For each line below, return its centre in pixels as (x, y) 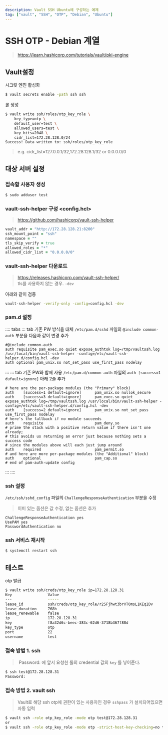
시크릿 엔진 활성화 (22, 85)
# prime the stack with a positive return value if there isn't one (78, 427)
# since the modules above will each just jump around (63, 445)
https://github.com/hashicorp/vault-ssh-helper (65, 220)
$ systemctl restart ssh (31, 551)
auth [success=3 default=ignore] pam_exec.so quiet (69, 397)
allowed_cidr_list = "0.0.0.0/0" (40, 253)
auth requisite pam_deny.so (62, 423)
